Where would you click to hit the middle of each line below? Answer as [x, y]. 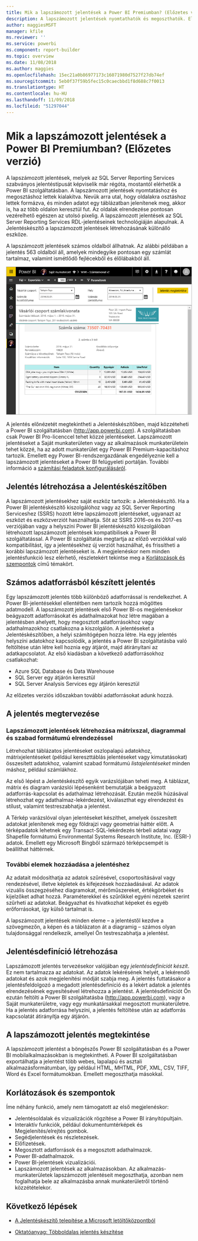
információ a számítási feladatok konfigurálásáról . [66, 468]
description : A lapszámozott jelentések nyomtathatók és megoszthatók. [96, 19]
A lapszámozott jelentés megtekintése [78, 1035]
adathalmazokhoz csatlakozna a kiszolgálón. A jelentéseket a [80, 628]
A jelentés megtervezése [53, 714]
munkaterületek [34, 1175]
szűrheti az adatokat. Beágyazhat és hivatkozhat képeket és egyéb [88, 902]
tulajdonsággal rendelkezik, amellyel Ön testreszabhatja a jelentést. [88, 933]
